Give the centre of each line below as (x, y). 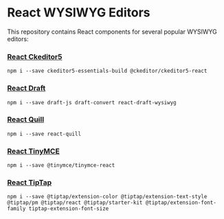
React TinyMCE (33, 151)
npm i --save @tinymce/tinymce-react (61, 165)
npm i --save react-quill (44, 134)
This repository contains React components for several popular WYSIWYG (112, 32)
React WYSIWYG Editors (79, 13)
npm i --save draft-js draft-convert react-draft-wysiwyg (92, 102)
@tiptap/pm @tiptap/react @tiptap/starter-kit (75, 203)
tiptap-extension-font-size (69, 209)
